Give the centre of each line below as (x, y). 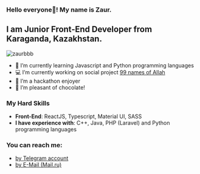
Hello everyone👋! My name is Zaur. (59, 10)
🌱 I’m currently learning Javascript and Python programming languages (105, 65)
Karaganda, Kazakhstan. (54, 39)
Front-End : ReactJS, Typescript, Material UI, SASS (78, 117)
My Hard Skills (28, 103)
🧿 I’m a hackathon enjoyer (48, 81)
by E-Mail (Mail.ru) (38, 165)
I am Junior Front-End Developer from (79, 30)
